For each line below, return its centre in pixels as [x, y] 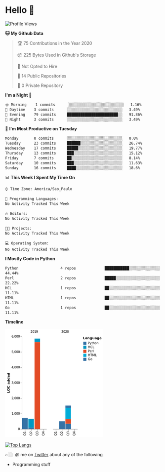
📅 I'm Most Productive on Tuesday [41, 128]
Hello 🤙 [20, 10]
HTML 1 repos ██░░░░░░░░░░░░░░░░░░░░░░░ [83, 298]
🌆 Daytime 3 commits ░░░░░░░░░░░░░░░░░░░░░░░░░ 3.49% [73, 110]
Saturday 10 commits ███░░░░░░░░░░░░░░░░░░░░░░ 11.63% [74, 163]
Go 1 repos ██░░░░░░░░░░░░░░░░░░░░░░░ [83, 308]
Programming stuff [31, 464]
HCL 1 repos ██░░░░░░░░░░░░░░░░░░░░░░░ [83, 288]
